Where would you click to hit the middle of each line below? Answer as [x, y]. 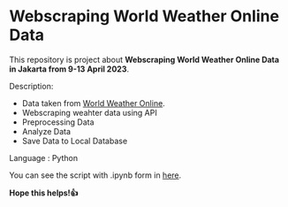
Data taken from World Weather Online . [93, 103]
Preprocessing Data [58, 122]
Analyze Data [46, 131]
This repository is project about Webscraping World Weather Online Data [144, 59]
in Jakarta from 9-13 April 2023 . [69, 69]
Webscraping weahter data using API [89, 112]
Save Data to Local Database [75, 141]
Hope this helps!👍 [44, 193]
